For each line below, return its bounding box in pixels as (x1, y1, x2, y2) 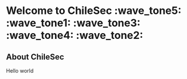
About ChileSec (6, 52, 64, 62)
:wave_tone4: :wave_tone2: (6, 29, 143, 42)
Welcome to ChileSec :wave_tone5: (6, 4, 182, 17)
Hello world (6, 67, 34, 74)
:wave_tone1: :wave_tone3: (6, 16, 141, 30)
